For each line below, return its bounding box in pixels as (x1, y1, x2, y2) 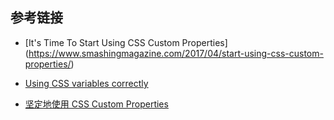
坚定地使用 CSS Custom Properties (24, 98, 169, 110)
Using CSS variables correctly (24, 77, 149, 89)
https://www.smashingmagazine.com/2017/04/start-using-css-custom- (28, 47, 324, 59)
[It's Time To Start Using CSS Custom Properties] (24, 36, 228, 48)
